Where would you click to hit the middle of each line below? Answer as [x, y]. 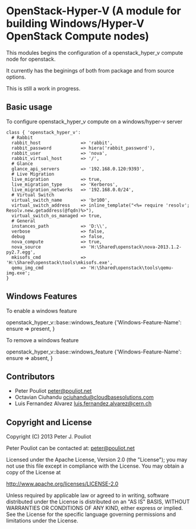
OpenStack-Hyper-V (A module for [94, 11]
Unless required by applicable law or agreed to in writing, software [88, 496]
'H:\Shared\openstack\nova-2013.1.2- [135, 247]
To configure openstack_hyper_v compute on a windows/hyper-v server [94, 121]
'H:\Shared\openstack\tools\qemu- [131, 268]
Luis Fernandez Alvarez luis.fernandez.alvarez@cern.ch [83, 403]
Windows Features [42, 297]
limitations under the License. [42, 521]
